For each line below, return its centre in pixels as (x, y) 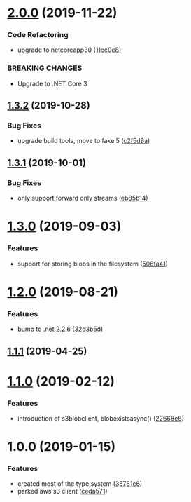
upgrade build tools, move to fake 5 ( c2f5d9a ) (84, 141)
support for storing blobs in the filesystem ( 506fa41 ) (92, 264)
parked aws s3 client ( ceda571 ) (62, 491)
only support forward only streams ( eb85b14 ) (83, 198)
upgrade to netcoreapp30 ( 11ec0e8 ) (69, 50)
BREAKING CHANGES (45, 68)
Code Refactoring (38, 35)
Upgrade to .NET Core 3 (52, 83)
